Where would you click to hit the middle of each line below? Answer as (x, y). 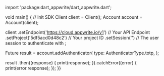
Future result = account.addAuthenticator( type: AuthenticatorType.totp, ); (82, 53)
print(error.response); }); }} (33, 68)
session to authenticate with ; (36, 43)
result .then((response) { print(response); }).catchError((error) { (71, 63)
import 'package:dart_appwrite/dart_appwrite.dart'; (59, 7)
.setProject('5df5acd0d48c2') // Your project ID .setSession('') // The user (82, 38)
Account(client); (22, 23)
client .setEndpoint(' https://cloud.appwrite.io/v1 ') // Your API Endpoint (78, 32)
